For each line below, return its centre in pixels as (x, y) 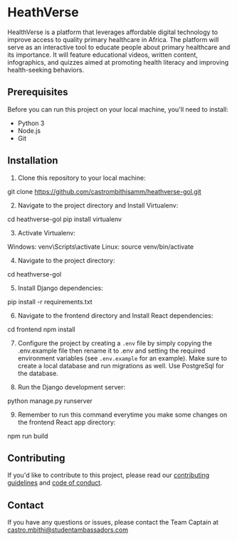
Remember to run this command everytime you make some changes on (122, 414)
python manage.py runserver (50, 401)
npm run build (28, 436)
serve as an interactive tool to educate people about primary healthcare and (119, 47)
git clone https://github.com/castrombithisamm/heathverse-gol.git (104, 191)
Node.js (29, 130)
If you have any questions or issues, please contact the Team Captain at (113, 523)
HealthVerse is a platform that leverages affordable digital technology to (113, 32)
